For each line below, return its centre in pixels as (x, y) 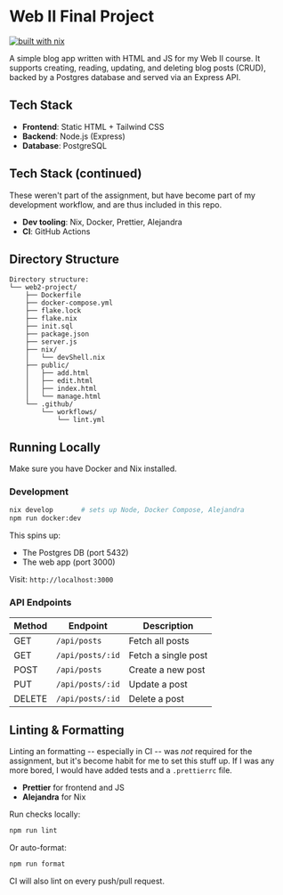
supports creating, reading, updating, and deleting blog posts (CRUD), (138, 68)
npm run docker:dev (45, 518)
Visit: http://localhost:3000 (61, 580)
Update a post (158, 684)
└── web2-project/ (43, 288)
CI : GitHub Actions (56, 231)
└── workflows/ (69, 412)
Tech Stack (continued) (76, 174)
